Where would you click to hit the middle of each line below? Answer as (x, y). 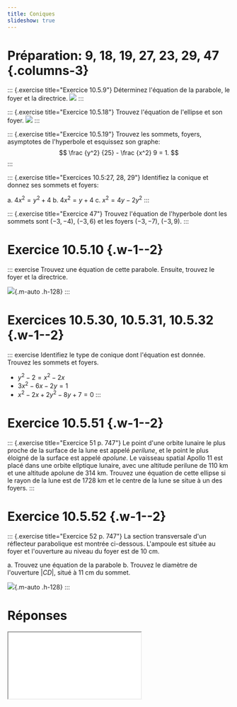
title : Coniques (31, 14)
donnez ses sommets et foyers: (53, 185)
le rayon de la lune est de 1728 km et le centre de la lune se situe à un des (115, 480)
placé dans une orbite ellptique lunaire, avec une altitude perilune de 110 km (118, 465)
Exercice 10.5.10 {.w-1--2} (86, 250)
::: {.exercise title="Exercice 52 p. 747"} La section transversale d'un (107, 536)
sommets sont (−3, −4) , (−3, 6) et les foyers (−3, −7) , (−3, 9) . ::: (98, 222)
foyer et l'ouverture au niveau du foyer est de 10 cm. (83, 551)
